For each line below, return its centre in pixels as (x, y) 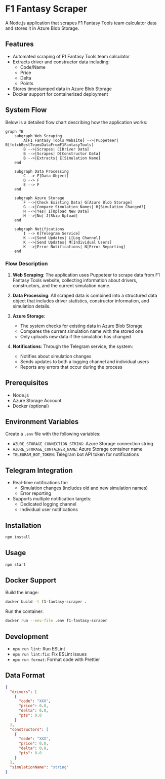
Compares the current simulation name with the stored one (81, 331)
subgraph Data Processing (42, 171)
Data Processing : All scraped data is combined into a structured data (85, 295)
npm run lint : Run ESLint (39, 649)
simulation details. (31, 306)
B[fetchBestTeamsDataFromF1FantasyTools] (50, 145)
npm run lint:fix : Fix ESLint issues (50, 654)
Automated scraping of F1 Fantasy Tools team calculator (71, 56)
